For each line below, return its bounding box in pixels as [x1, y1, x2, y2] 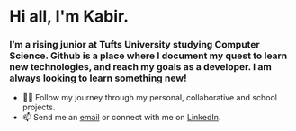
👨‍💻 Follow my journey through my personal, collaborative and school [22, 92, 277, 103]
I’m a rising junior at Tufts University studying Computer [9, 39, 260, 51]
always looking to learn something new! [9, 72, 187, 84]
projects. [22, 101, 56, 113]
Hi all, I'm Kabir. [9, 6, 129, 27]
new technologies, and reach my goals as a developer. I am [9, 61, 272, 74]
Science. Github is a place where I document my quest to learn [9, 49, 288, 62]
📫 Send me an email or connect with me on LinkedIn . [22, 112, 221, 123]
